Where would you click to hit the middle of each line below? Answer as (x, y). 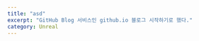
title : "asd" (27, 14)
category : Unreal (33, 26)
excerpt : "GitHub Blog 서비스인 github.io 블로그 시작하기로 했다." (100, 20)
